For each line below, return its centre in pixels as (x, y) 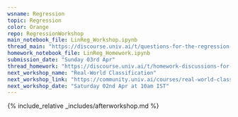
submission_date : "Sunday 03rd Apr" (61, 60)
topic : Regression (34, 20)
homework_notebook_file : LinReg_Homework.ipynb (79, 54)
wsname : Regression (36, 14)
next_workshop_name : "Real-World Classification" (82, 73)
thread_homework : (33, 66)
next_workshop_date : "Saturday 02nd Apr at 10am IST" (89, 86)
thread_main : (27, 47)
